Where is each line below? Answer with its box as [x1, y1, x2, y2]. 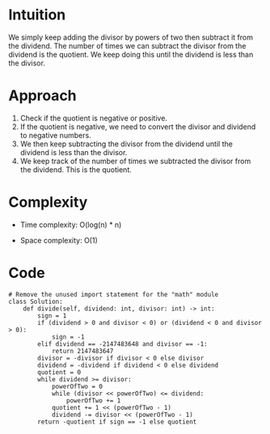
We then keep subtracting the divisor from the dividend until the [19, 139, 233, 149]
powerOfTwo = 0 [51, 382, 103, 390]
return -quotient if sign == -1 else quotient [37, 418, 197, 426]
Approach [8, 86, 77, 105]
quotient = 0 [37, 368, 82, 377]
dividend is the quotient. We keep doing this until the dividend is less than [8, 49, 254, 59]
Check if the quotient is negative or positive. [19, 113, 168, 123]
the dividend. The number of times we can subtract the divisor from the [8, 40, 247, 50]
